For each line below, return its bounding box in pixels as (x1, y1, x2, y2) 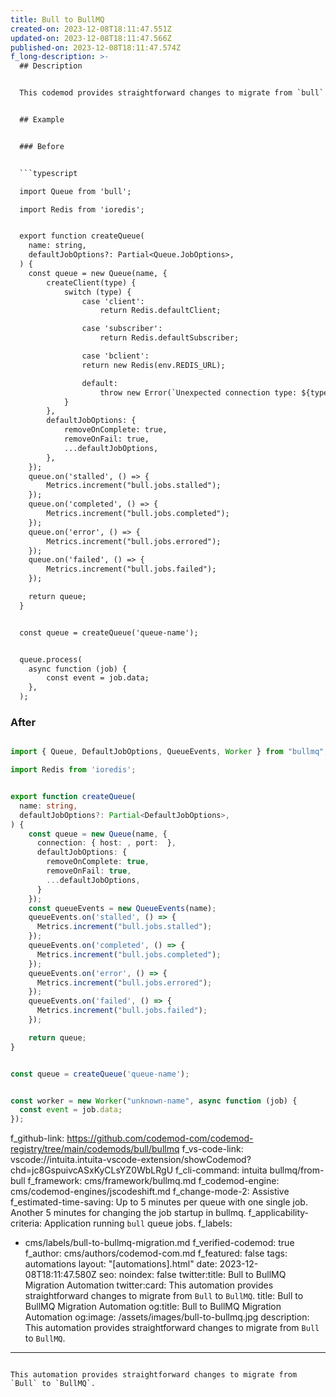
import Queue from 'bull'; (19, 186, 132, 196)
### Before (19, 141, 65, 151)
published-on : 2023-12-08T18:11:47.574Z (10, 42, 182, 53)
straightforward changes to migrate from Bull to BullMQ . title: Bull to (24, 1290, 304, 1302)
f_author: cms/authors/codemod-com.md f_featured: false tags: (24, 1247, 288, 1260)
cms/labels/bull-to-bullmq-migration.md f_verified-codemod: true (24, 1237, 295, 1249)
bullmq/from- (269, 1164, 325, 1176)
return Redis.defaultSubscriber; (99, 333, 240, 343)
